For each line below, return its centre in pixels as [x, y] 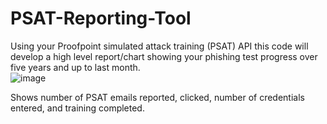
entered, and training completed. [77, 108]
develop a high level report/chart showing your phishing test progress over [164, 56]
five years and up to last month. [75, 67]
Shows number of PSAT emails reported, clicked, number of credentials [157, 97]
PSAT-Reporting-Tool [101, 18]
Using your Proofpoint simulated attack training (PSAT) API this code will [159, 46]
